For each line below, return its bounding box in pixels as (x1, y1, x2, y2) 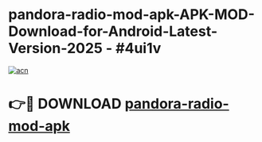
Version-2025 (8, 40, 104, 57)
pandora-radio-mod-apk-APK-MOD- (8, 6, 255, 24)
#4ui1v (115, 40, 162, 57)
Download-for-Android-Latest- (8, 22, 218, 40)
